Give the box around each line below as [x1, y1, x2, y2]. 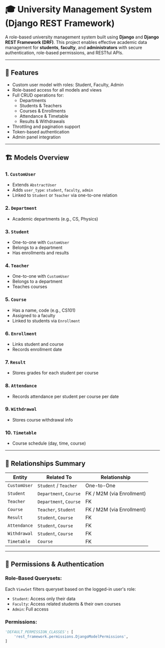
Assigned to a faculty [12, 312, 55, 318]
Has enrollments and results [12, 250, 69, 256]
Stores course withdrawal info [12, 417, 73, 422]
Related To [46, 474, 72, 481]
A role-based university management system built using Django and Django [5, 34, 159, 40]
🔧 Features [5, 68, 39, 77]
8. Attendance [5, 382, 37, 389]
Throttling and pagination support [12, 124, 81, 130]
